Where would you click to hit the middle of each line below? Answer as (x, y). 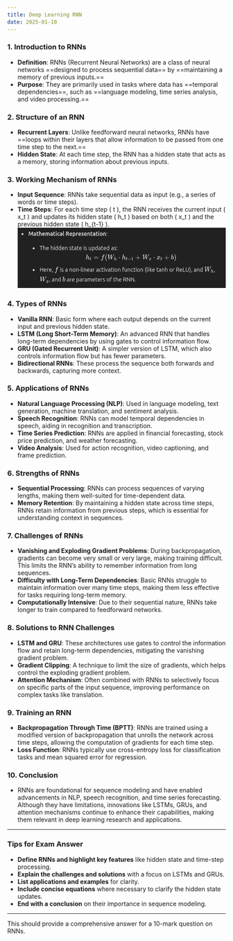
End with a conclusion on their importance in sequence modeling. (112, 904)
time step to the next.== (52, 147)
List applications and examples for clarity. (78, 881)
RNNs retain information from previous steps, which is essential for (113, 511)
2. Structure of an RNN (46, 117)
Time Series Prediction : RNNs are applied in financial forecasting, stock (120, 433)
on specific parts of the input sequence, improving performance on (113, 687)
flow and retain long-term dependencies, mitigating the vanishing (111, 650)
